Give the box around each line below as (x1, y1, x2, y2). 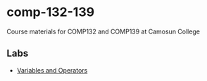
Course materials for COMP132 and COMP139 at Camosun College (6, 27, 200, 36)
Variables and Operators (16, 66, 88, 74)
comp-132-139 (6, 4, 95, 20)
